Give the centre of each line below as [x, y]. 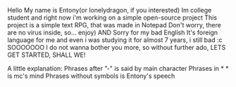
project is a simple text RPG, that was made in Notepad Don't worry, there [114, 25]
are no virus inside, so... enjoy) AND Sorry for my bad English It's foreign [113, 32]
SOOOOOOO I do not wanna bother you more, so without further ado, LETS [117, 47]
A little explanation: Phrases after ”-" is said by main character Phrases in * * [118, 68]
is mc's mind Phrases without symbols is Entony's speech [91, 76]
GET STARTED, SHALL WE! [46, 55]
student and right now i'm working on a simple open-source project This [112, 18]
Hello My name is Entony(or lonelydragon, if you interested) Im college [110, 10]
